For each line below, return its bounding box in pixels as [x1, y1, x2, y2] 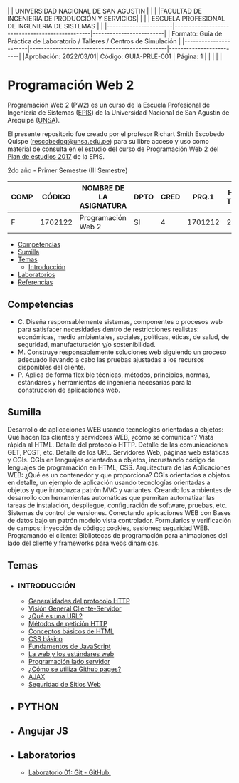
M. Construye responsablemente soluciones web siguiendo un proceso [17, 348, 227, 356]
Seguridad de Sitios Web [28, 680, 101, 689]
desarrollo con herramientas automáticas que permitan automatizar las [7, 493, 216, 502]
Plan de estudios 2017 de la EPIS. [7, 152, 105, 160]
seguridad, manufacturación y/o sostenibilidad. [17, 340, 156, 348]
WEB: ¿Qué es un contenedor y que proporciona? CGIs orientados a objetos [7, 470, 230, 479]
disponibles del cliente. [17, 363, 86, 371]
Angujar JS [17, 725, 69, 737]
